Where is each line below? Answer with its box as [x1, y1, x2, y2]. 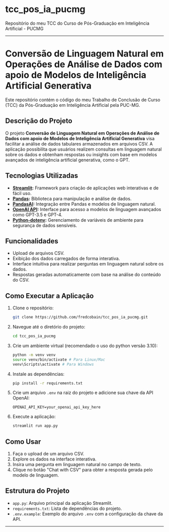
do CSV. [12, 277, 30, 283]
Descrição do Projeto [5, 117, 72, 125]
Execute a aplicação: [12, 414, 56, 420]
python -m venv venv [12, 352, 56, 357]
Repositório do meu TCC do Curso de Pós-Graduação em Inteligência [5, 20, 150, 26]
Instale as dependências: [12, 371, 64, 377]
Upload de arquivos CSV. [12, 250, 64, 256]
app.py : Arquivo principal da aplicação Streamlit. [12, 500, 113, 506]
